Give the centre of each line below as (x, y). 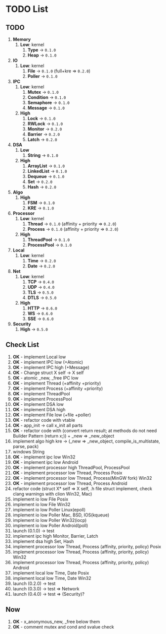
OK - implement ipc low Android (45, 462)
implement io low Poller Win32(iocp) (50, 520)
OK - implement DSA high (39, 409)
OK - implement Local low (39, 357)
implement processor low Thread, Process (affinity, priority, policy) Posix (87, 546)
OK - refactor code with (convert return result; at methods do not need (85, 431)
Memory (22, 39)
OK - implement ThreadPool (41, 393)
